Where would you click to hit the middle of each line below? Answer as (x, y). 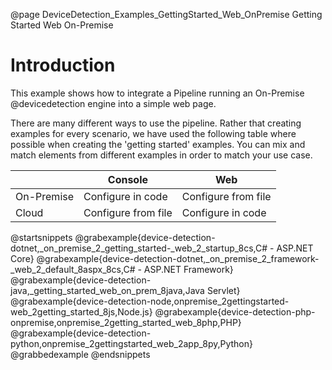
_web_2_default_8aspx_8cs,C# (73, 269)
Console (128, 179)
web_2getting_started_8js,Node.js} (81, 311)
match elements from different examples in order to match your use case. (161, 155)
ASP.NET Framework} (188, 269)
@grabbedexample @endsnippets (80, 354)
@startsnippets (41, 237)
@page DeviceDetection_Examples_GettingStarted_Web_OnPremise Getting (166, 14)
